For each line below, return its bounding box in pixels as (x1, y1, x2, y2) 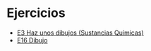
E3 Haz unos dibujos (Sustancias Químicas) (16, 28, 144, 37)
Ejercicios (6, 5, 66, 21)
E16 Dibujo (16, 35, 48, 44)
